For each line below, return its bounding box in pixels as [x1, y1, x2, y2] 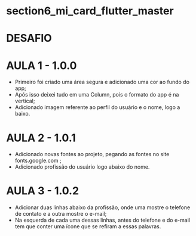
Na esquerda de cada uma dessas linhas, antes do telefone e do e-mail [14, 216, 190, 224]
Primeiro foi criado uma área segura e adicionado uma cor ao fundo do [14, 79, 190, 86]
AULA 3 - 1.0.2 [6, 184, 79, 198]
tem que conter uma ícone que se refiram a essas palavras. [14, 223, 161, 230]
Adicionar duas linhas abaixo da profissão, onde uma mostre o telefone [14, 204, 191, 211]
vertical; [14, 97, 35, 105]
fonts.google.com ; [14, 157, 62, 164]
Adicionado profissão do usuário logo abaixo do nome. [14, 163, 150, 170]
